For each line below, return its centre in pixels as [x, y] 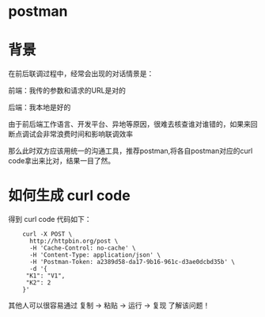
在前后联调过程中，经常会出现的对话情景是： [81, 74]
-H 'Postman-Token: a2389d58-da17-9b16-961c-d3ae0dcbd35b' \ [132, 262]
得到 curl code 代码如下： [50, 220]
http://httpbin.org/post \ [74, 241]
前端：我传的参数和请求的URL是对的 [67, 90]
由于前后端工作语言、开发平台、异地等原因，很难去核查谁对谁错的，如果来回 [133, 124]
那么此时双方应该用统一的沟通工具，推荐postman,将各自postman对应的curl [131, 151]
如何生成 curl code [69, 196]
